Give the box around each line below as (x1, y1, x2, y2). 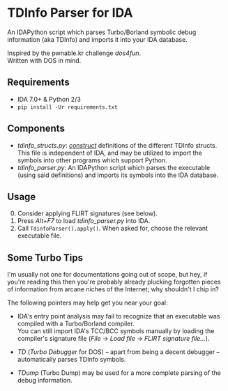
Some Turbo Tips (7, 252, 84, 263)
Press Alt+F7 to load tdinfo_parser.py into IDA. (17, 217, 151, 225)
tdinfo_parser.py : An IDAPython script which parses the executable (17, 163, 211, 171)
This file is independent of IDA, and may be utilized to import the (17, 148, 202, 157)
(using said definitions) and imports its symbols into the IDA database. (17, 171, 219, 179)
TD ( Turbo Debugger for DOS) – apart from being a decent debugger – (17, 348, 220, 356)
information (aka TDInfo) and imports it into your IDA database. (7, 35, 188, 43)
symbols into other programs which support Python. (17, 155, 167, 164)
